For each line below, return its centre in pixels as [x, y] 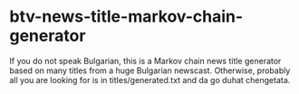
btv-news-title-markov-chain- [126, 17]
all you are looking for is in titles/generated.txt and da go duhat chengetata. [150, 80]
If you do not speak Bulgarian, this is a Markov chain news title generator [145, 61]
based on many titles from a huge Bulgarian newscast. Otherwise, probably [150, 70]
